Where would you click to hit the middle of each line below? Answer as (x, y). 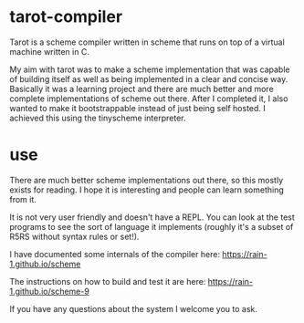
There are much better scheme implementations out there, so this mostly (147, 180)
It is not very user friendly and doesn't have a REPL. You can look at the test (152, 217)
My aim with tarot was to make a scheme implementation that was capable (150, 69)
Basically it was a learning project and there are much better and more (142, 89)
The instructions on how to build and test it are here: (108, 281)
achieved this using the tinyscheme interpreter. (98, 118)
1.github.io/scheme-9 (49, 291)
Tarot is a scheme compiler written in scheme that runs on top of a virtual (147, 42)
